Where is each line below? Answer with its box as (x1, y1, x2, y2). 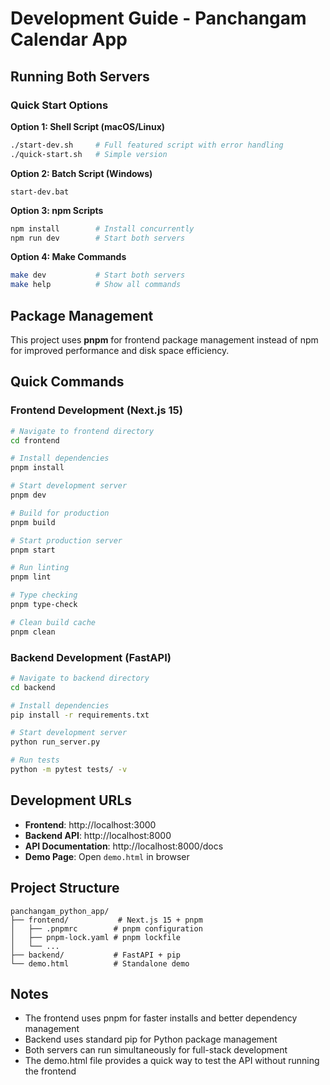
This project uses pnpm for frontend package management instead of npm (10, 333, 319, 346)
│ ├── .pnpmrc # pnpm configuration (10, 923, 203, 934)
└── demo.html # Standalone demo (10, 958, 190, 969)
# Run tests (10, 755, 60, 766)
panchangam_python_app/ (10, 906, 110, 916)
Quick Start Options (10, 98, 109, 112)
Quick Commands (10, 373, 125, 391)
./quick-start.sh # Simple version (10, 149, 168, 159)
